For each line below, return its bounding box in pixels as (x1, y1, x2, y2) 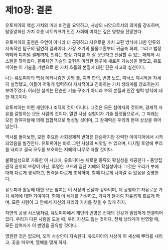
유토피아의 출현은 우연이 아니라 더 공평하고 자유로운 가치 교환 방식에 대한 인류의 (5, 39, 160, 45)
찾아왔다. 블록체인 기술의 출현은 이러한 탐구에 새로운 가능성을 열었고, (18, 58, 152, 64)
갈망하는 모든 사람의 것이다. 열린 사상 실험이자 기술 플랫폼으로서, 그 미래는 (14, 110, 159, 116)
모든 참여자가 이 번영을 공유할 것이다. (5, 222, 78, 228)
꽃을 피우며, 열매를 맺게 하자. (12, 239, 68, 245)
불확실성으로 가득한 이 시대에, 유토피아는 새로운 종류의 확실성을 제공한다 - (5, 157, 149, 163)
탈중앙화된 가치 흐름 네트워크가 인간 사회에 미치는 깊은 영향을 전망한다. (5, 28, 143, 34)
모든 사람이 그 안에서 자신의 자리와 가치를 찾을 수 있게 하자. (12, 199, 127, 205)
